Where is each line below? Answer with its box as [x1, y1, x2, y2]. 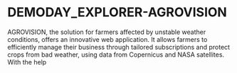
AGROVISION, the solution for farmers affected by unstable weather [7, 28, 206, 36]
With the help [7, 57, 47, 66]
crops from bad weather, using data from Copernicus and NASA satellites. [7, 50, 225, 59]
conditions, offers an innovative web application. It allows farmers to [7, 35, 208, 43]
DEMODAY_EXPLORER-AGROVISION [7, 4, 228, 21]
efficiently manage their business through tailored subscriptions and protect [7, 43, 230, 51]
